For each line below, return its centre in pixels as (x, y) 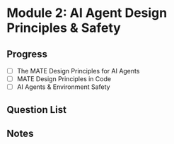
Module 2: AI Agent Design (87, 13)
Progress (27, 54)
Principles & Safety (64, 28)
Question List (36, 110)
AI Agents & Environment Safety (63, 87)
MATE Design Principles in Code (64, 79)
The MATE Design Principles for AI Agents (78, 71)
